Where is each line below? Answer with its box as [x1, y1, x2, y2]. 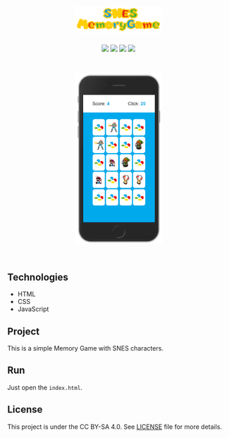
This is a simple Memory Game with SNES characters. [7, 343, 164, 352]
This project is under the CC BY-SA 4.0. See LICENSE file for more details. [7, 422, 223, 431]
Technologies [7, 271, 69, 283]
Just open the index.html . [7, 383, 83, 391]
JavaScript [17, 305, 49, 313]
